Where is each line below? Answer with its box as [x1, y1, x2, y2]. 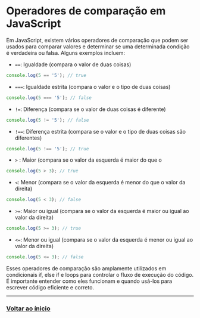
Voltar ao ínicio [6, 304, 51, 313]
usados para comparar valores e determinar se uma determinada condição [6, 43, 190, 50]
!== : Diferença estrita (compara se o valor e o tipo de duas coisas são [14, 128, 186, 135]
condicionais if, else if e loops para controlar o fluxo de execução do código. [6, 271, 194, 278]
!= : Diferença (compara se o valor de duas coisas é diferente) [14, 106, 166, 113]
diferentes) [14, 134, 42, 141]
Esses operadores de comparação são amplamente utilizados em [6, 264, 167, 272]
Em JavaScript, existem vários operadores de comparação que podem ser [6, 36, 189, 44]
